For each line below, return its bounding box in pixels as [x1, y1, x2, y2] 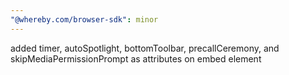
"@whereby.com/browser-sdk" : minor [10, 14, 159, 25]
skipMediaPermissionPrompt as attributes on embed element [10, 52, 262, 65]
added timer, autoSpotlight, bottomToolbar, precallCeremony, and [10, 42, 280, 54]
